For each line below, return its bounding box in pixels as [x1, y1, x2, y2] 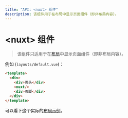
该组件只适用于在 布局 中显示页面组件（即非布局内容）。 [17, 51, 126, 57]
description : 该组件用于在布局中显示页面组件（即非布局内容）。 [5, 12, 119, 17]
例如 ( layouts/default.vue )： [5, 61, 64, 67]
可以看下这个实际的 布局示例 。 [5, 107, 65, 113]
